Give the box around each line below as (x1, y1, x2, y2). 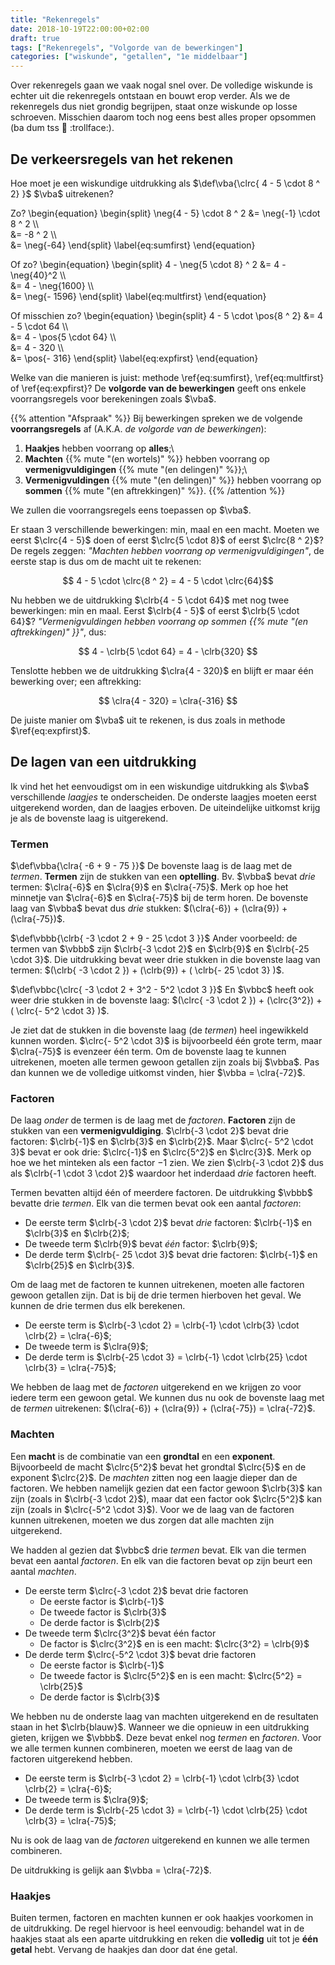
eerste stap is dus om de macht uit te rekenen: (10, 555, 202, 567)
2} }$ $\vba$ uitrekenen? (10, 187, 114, 200)
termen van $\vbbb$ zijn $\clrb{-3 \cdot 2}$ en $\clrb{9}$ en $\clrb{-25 (10, 943, 310, 955)
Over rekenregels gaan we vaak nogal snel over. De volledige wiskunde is (10, 79, 313, 91)
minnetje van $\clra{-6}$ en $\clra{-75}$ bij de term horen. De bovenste (10, 892, 309, 904)
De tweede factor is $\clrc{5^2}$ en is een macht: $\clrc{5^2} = (39, 1669, 303, 1681)
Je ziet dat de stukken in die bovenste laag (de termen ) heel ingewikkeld (10, 1024, 309, 1036)
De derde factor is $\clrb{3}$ (39, 1691, 160, 1703)
